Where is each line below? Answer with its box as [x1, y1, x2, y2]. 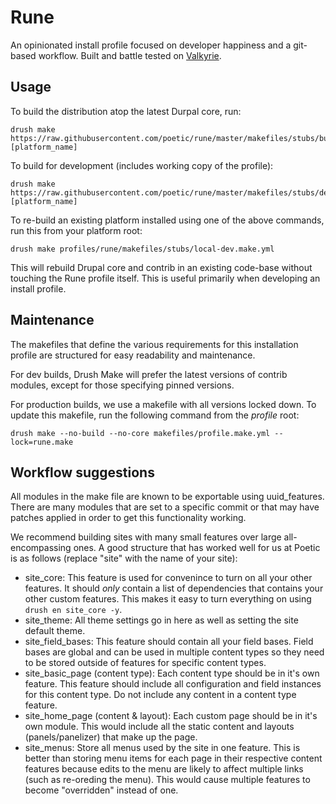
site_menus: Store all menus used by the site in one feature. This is [24, 742, 301, 754]
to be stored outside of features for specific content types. [24, 657, 267, 669]
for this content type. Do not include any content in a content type [24, 689, 297, 701]
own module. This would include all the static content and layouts [24, 721, 295, 733]
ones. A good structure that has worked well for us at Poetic [73, 542, 321, 554]
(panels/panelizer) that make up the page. [24, 731, 198, 743]
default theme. [24, 625, 86, 637]
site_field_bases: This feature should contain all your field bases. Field [24, 636, 314, 648]
